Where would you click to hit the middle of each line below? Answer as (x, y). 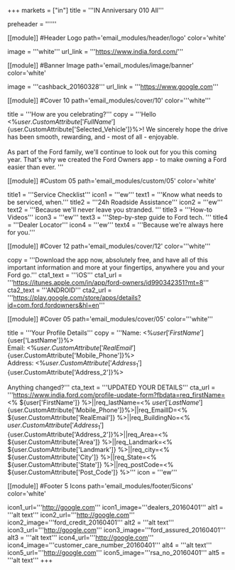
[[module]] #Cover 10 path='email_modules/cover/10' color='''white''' (109, 100)
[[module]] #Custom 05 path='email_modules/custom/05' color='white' (112, 181)
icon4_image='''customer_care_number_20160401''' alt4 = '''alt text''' (110, 545)
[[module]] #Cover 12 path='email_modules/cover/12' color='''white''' (109, 246)
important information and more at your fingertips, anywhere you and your (116, 267)
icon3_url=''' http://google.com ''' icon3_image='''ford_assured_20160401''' (116, 529)
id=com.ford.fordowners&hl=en (53, 305)
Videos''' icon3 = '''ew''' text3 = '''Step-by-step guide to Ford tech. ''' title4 (118, 217)
